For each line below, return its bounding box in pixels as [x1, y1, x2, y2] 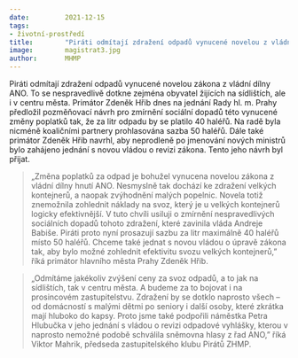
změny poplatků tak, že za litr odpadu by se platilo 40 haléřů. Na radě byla [9, 116, 281, 127]
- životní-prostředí [9, 29, 86, 38]
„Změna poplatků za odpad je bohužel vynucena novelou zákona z [30, 171, 275, 182]
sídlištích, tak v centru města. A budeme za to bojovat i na [30, 283, 243, 292]
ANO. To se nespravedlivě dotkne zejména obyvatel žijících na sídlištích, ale [9, 88, 286, 98]
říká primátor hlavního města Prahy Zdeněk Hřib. [30, 256, 208, 266]
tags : [9, 21, 29, 30]
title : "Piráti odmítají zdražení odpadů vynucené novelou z [9, 37, 268, 47]
